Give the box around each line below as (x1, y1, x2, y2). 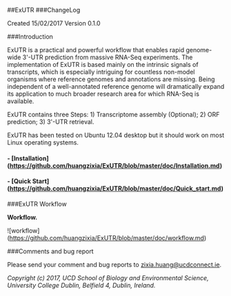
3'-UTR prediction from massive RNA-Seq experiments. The (22, 53, 193, 61)
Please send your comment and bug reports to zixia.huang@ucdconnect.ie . (7, 260, 222, 268)
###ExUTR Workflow (7, 200, 67, 208)
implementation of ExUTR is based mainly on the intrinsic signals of (7, 61, 199, 68)
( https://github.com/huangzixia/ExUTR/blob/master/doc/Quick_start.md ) (7, 184, 224, 193)
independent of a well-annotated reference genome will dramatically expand (7, 83, 225, 90)
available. (7, 97, 34, 105)
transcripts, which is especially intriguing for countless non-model (7, 68, 195, 76)
